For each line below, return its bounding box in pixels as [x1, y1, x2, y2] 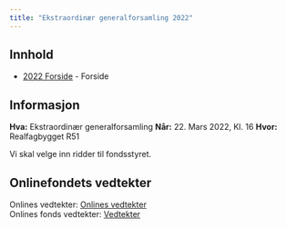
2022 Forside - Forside [22, 71, 109, 82]
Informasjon [9, 97, 80, 113]
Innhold [9, 47, 54, 63]
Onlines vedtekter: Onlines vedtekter [9, 199, 148, 210]
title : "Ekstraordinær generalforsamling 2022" [9, 13, 194, 23]
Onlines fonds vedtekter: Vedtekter [9, 209, 141, 220]
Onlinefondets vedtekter [9, 174, 152, 191]
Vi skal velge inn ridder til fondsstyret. [9, 149, 152, 160]
